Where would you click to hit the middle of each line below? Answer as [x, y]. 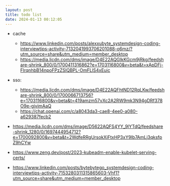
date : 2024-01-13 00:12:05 [34, 19]
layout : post [19, 10]
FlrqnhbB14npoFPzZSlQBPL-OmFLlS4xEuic [65, 70]
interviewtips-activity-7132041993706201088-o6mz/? [76, 49]
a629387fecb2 [36, 117]
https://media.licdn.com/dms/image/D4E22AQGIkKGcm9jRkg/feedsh [92, 60]
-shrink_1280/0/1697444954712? [47, 132]
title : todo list [24, 15]
